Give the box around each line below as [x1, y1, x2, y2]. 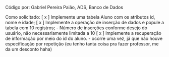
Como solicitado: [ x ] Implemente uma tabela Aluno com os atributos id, [5, 14, 155, 20]
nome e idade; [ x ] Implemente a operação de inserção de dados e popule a [5, 20, 164, 25]
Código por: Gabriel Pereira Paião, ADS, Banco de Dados [5, 5, 124, 10]
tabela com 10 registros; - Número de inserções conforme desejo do [5, 25, 148, 31]
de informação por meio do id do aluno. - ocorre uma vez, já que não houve [5, 35, 163, 41]
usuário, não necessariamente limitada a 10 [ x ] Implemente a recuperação [5, 30, 161, 36]
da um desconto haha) [5, 46, 52, 52]
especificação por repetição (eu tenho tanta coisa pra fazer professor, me [5, 41, 159, 47]
